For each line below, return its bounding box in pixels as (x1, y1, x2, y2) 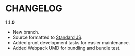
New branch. (12, 29, 39, 35)
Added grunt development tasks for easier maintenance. (12, 39, 130, 45)
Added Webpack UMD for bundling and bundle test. (12, 45, 121, 51)
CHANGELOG (5, 3, 62, 14)
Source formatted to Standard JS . (12, 34, 83, 40)
